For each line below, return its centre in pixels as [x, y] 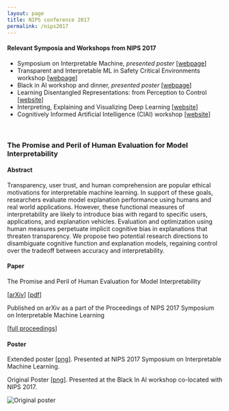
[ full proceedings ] [32, 328]
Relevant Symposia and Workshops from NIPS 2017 [82, 48]
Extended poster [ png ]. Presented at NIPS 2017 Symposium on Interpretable [114, 359]
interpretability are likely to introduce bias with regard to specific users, [107, 214]
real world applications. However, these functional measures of [96, 207]
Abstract [20, 170]
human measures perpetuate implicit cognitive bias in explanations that [107, 228]
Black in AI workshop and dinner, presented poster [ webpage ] [104, 85]
